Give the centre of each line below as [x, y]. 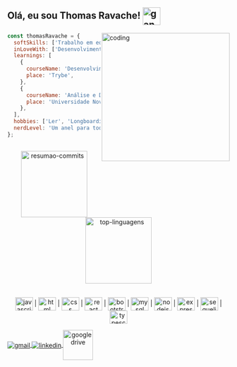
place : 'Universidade [58, 102]
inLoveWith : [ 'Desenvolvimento [60, 49]
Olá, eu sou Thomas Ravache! [74, 16]
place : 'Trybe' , [50, 76]
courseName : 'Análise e [61, 95]
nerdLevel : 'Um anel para [52, 128]
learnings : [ [33, 56]
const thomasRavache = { [44, 36]
